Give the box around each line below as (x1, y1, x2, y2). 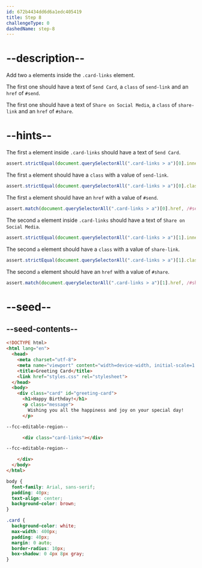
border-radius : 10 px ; (11, 545, 66, 552)
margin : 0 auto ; (11, 540, 52, 546)
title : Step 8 (6, 14, 42, 21)
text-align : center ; (11, 495, 63, 501)
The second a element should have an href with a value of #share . (6, 268, 170, 275)
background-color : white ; (11, 523, 77, 529)
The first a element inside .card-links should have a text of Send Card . (6, 149, 181, 156)
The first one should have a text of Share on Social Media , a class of (6, 101, 177, 109)
